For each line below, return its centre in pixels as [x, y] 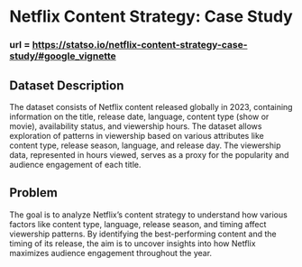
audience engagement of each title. [75, 164]
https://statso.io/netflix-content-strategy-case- [140, 45]
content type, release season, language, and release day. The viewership [145, 145]
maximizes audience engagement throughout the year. [111, 253]
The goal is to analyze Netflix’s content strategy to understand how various [149, 215]
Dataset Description [67, 85]
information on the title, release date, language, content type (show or [139, 116]
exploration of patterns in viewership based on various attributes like [137, 135]
